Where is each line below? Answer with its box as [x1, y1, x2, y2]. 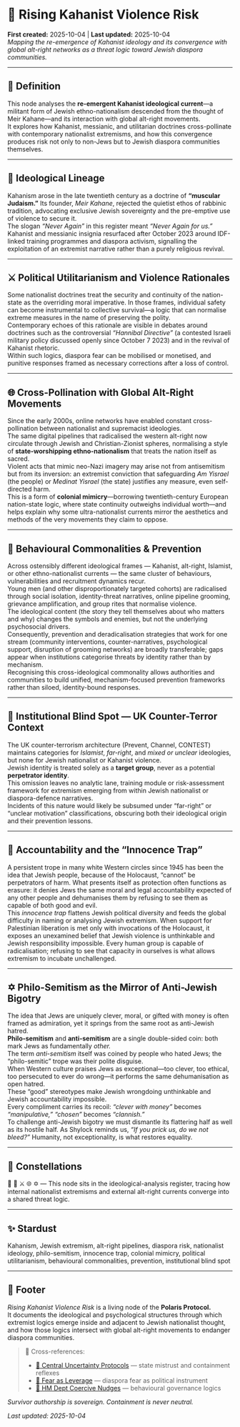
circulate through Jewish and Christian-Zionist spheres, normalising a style [7, 439, 229, 448]
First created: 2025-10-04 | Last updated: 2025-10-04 [7, 30, 171, 39]
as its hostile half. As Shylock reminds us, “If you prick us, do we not [7, 1125, 209, 1134]
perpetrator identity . [7, 771, 69, 780]
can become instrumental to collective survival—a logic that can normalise [7, 306, 227, 314]
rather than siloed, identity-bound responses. [7, 683, 141, 692]
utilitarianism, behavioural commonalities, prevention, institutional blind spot [7, 1257, 231, 1266]
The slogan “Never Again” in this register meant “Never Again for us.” [7, 222, 213, 230]
